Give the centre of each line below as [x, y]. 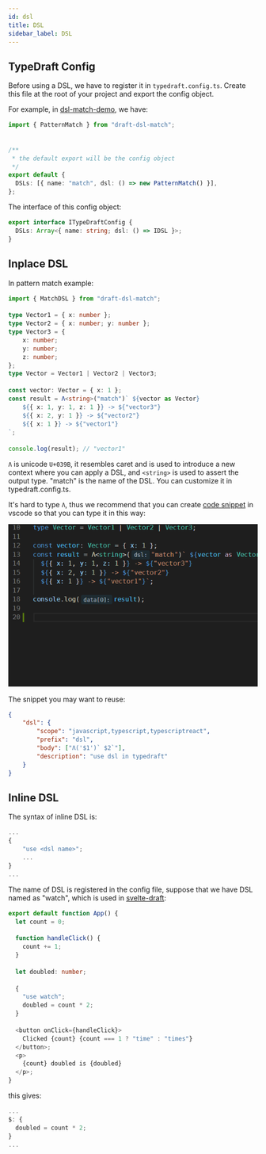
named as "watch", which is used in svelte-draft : [87, 898]
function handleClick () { [58, 938]
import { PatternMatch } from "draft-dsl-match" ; [92, 125]
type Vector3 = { [37, 332]
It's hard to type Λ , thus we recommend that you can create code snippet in [131, 505]
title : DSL [26, 25]
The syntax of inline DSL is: [53, 817]
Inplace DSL [38, 264]
